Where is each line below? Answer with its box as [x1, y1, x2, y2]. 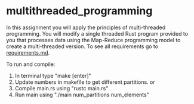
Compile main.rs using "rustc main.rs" [14, 84, 109, 92]
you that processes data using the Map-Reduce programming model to [6, 36, 181, 43]
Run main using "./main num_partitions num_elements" [14, 91, 149, 98]
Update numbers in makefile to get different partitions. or [14, 78, 155, 86]
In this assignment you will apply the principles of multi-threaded [6, 24, 166, 31]
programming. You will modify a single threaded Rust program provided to [6, 30, 189, 37]
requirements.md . [6, 49, 50, 56]
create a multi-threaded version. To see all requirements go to [6, 43, 159, 50]
